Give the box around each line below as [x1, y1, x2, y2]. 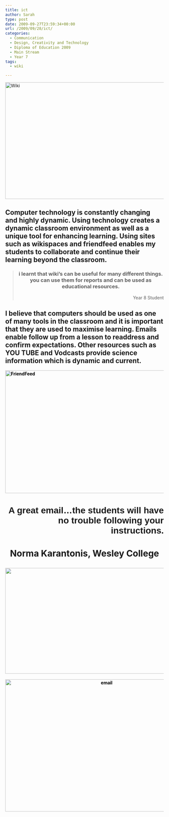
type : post [5, 17, 28, 22]
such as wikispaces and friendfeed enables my [5, 239, 156, 248]
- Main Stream [10, 49, 39, 55]
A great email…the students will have [8, 505, 164, 516]
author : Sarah [5, 12, 35, 17]
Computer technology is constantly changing [5, 208, 151, 217]
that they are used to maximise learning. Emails [5, 325, 157, 334]
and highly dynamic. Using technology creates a [5, 216, 160, 225]
